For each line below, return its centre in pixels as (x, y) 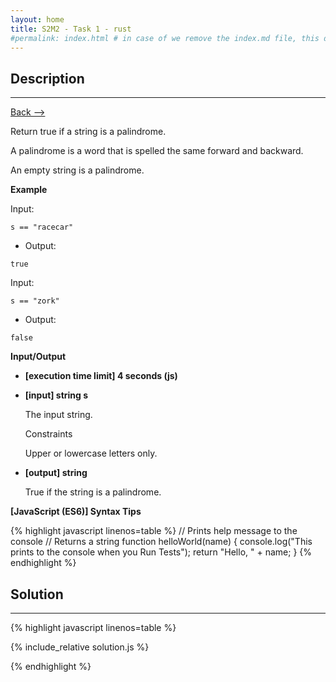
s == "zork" (35, 301)
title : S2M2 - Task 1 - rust (71, 29)
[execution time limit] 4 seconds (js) (101, 376)
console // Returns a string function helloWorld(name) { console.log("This (161, 542)
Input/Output (38, 357)
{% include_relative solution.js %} (80, 647)
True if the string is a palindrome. (93, 492)
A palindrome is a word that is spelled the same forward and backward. (157, 151)
